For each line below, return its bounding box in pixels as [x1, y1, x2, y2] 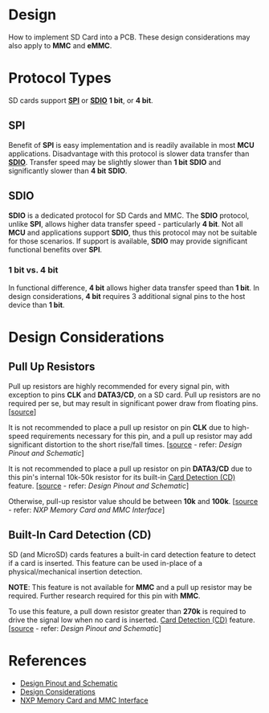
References [8, 651, 87, 670]
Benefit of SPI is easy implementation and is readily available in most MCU [8, 140, 255, 150]
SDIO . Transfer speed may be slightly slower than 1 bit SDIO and [8, 157, 222, 166]
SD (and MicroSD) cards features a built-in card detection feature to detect [8, 549, 256, 559]
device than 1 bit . [8, 300, 65, 309]
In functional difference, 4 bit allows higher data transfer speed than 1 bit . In [8, 283, 259, 293]
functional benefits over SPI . [8, 244, 103, 254]
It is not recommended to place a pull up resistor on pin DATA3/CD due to [8, 464, 253, 473]
